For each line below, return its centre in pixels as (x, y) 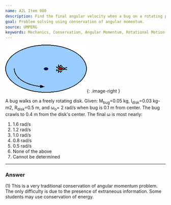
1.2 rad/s (22, 129)
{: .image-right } (104, 91)
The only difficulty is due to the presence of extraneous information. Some (83, 191)
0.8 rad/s (22, 140)
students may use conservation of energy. (50, 197)
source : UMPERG (21, 27)
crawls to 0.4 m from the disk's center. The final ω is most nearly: (74, 114)
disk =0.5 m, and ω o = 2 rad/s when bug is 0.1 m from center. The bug (89, 108)
